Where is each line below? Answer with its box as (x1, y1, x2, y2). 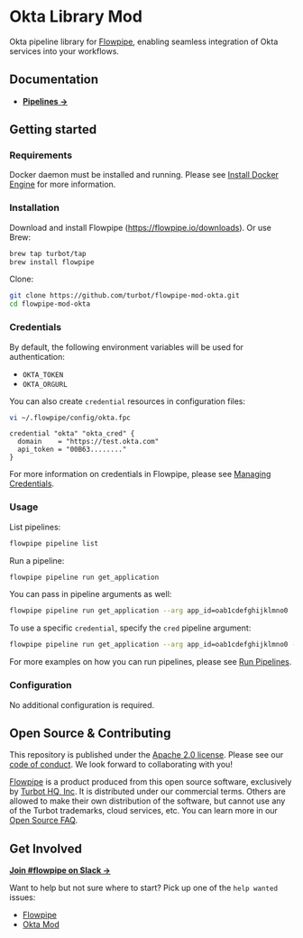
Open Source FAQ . (9, 814, 78, 826)
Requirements (9, 149, 73, 161)
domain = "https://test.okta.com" (17, 437, 160, 446)
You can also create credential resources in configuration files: (9, 395, 246, 407)
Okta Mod (22, 919, 60, 930)
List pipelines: (9, 521, 61, 532)
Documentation (9, 72, 99, 87)
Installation (9, 201, 60, 214)
